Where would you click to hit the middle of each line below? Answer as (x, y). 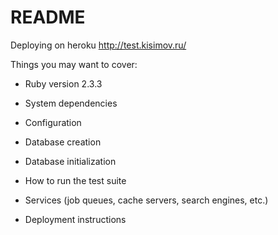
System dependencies (71, 103)
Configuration (53, 122)
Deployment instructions (75, 219)
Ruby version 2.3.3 (63, 83)
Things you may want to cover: (74, 64)
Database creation (63, 142)
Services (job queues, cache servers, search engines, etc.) (146, 200)
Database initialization (70, 161)
